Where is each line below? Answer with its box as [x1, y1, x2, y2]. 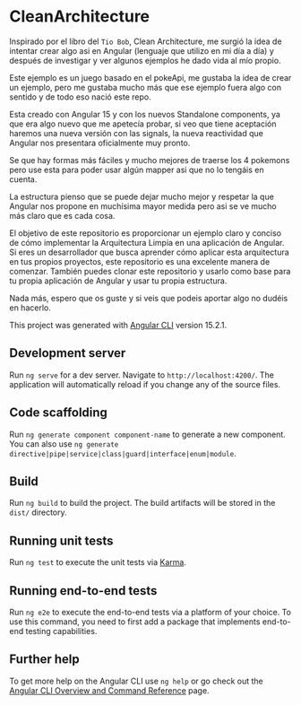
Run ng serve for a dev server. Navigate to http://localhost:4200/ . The [9, 370, 275, 380]
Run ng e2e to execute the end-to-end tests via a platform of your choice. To [9, 607, 292, 617]
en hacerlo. [9, 302, 51, 313]
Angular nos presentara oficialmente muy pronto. [9, 137, 191, 148]
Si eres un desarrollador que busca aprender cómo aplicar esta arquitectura [9, 247, 289, 257]
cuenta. [9, 173, 38, 185]
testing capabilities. [25, 626, 98, 636]
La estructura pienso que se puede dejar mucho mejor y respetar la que [9, 191, 275, 202]
